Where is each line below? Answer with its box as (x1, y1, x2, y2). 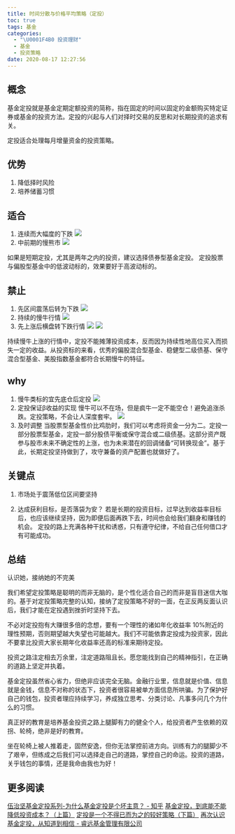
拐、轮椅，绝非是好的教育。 (7, 727, 87, 735)
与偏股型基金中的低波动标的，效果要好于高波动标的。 (7, 262, 161, 271)
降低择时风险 (17, 178, 55, 187)
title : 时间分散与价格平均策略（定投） (7, 10, 108, 18)
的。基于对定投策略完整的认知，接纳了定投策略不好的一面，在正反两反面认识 (7, 597, 228, 605)
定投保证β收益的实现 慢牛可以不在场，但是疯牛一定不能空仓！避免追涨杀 (17, 403, 226, 412)
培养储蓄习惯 (17, 187, 55, 196)
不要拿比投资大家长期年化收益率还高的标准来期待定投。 (7, 638, 166, 647)
